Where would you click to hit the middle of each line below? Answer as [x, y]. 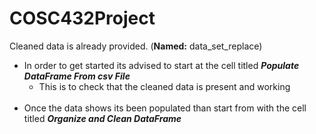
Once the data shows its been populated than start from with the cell [165, 108]
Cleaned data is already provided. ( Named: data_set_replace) [136, 46]
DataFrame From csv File [77, 76]
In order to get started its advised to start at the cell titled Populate [161, 65]
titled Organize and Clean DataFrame [102, 118]
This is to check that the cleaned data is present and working [164, 86]
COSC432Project [82, 18]
